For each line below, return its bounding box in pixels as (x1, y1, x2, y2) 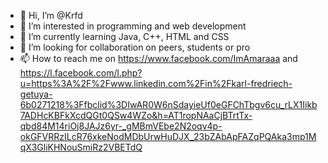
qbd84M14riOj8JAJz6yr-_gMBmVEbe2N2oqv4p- (19, 120, 223, 132)
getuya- (19, 88, 53, 100)
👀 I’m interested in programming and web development (19, 20, 247, 32)
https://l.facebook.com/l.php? (19, 67, 143, 79)
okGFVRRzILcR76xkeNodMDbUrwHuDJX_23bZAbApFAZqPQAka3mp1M (19, 131, 317, 142)
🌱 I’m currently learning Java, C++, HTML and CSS (19, 31, 230, 42)
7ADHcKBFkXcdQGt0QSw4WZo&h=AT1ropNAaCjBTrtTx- (19, 110, 253, 121)
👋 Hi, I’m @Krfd (19, 10, 83, 21)
